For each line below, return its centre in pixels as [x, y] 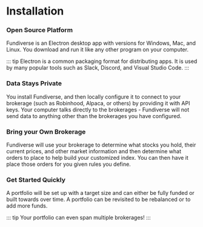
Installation [35, 11]
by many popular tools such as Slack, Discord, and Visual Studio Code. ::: [98, 68]
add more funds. [27, 206]
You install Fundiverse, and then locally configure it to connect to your [94, 97]
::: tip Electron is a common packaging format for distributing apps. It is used [102, 61]
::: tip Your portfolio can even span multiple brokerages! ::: [79, 218]
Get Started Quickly [36, 180]
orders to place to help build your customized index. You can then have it [98, 158]
